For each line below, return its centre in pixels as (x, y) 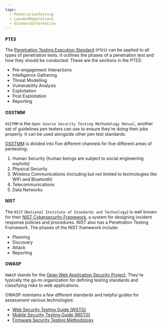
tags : (11, 10)
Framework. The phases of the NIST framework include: (62, 227)
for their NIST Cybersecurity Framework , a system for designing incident (79, 217)
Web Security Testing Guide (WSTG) (49, 310)
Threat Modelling (29, 80)
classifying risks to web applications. (42, 285)
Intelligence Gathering (35, 75)
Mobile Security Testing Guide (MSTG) (51, 315)
